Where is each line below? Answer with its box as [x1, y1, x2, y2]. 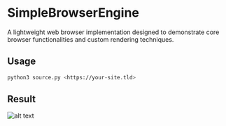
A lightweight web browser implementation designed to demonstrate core [7, 28, 220, 36]
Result [7, 93, 36, 105]
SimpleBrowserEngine [7, 5, 140, 21]
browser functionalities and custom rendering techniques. [7, 35, 174, 43]
